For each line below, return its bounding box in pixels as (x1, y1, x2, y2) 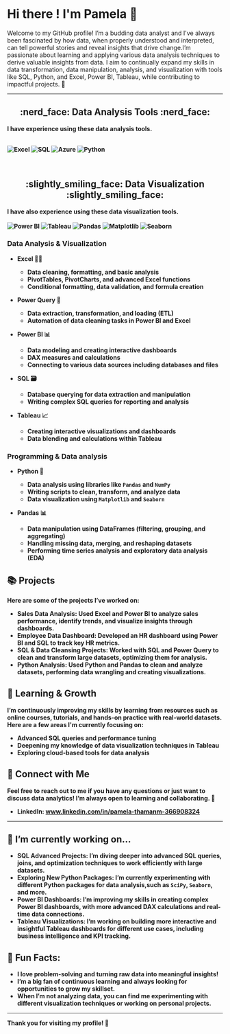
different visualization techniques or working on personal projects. (16, 999, 212, 1008)
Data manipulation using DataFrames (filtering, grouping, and (27, 525, 206, 533)
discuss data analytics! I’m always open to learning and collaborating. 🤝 (7, 794, 216, 802)
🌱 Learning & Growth (7, 688, 97, 700)
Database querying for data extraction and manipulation (27, 390, 191, 398)
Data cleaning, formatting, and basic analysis (27, 268, 159, 276)
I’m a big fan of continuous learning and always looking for (16, 978, 188, 986)
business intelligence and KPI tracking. (16, 932, 131, 940)
